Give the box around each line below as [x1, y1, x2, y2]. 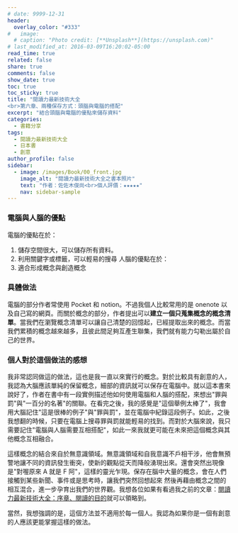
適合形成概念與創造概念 [17, 263, 86, 271]
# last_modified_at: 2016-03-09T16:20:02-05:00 [7, 43, 151, 50]
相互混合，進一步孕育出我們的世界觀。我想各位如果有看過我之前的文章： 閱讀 [7, 485, 231, 493]
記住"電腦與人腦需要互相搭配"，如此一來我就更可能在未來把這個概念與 [19, 426, 225, 434]
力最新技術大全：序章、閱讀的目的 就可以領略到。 [7, 494, 150, 503]
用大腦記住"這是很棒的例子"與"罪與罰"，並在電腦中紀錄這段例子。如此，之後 [7, 408, 230, 417]
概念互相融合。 [13, 434, 57, 443]
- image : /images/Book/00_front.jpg [13, 168, 122, 176]
